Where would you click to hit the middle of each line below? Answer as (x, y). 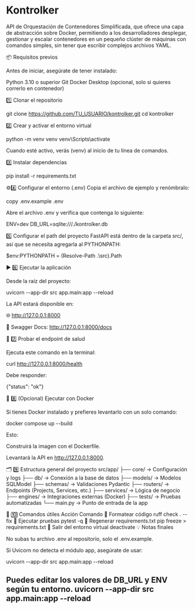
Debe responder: (26, 375)
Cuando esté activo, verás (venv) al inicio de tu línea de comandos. (87, 150)
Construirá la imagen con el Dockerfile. (53, 446)
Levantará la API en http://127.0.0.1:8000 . (55, 457)
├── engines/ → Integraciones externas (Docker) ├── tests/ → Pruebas (93, 496)
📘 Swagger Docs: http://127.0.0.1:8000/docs (59, 327)
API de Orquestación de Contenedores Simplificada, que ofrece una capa (95, 26)
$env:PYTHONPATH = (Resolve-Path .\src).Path (64, 255)
